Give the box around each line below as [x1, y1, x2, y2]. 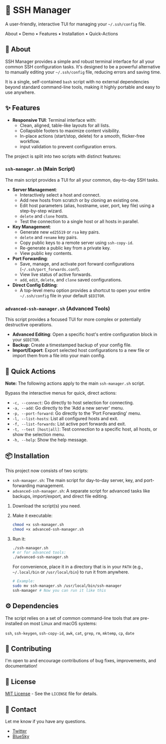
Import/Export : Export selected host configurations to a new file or [12, 347, 150, 353]
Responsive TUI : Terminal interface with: [12, 117, 97, 123]
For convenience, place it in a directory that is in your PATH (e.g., [12, 564, 143, 570]
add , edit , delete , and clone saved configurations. [19, 276, 122, 282]
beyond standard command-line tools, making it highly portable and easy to [5, 84, 161, 90]
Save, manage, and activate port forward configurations [19, 260, 135, 266]
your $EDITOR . [12, 337, 40, 343]
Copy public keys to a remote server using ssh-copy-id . [19, 240, 134, 246]
